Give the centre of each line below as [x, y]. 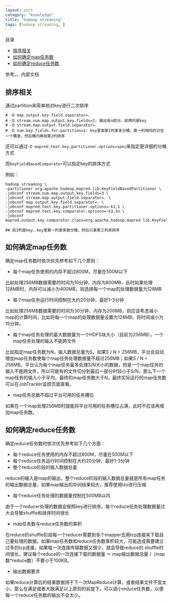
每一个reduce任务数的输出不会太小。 [44, 595]
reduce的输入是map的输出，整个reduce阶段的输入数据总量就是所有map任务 [85, 478]
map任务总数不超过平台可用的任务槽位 [53, 395]
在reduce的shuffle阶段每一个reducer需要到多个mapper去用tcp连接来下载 [82, 535]
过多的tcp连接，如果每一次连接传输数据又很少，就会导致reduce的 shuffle [82, 547]
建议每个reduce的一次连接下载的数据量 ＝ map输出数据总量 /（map [94, 554]
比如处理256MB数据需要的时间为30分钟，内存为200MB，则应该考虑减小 [82, 310]
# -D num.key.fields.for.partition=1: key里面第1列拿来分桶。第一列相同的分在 [85, 131]
